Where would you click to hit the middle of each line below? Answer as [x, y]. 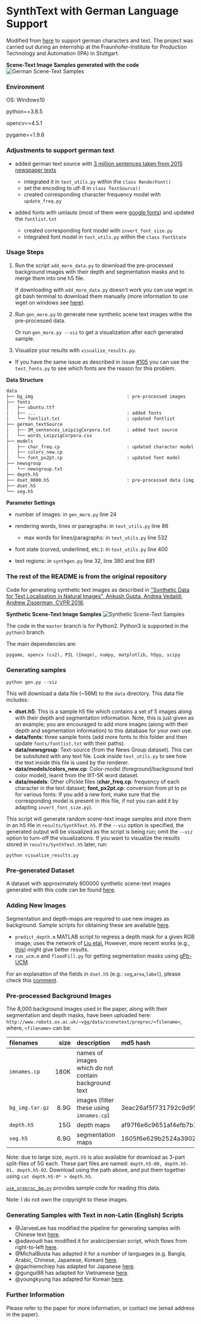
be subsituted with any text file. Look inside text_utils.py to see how [101, 756]
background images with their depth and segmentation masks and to [100, 272]
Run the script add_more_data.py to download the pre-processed [94, 265]
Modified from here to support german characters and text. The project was [100, 40]
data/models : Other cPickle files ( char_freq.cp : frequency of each [97, 782]
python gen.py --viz [32, 682]
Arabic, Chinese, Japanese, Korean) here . [66, 1260]
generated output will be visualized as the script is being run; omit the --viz [100, 832]
